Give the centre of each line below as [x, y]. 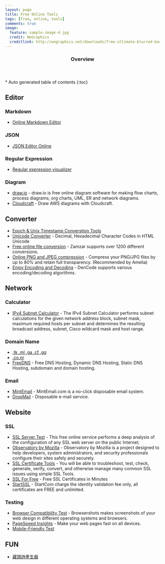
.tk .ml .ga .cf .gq [29, 352]
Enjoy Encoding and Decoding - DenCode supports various [72, 267]
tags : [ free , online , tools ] [35, 19]
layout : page [18, 10]
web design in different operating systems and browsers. [70, 518]
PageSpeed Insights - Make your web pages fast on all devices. [77, 524]
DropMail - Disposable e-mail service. [51, 397]
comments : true [21, 23]
